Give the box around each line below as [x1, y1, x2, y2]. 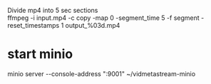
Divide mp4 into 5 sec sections [7, 6, 98, 14]
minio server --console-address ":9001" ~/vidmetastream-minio [7, 69, 196, 78]
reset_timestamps [7, 21, 60, 29]
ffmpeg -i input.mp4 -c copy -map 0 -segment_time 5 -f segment [7, 14, 200, 22]
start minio [7, 46, 73, 63]
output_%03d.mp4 [65, 21, 120, 29]
